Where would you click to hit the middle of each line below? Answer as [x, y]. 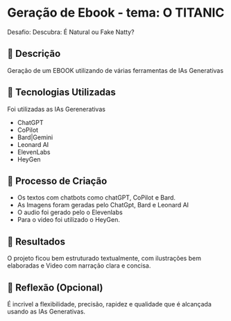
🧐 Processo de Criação [57, 181]
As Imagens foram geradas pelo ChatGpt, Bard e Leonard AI [103, 205]
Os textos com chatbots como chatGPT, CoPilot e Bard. [96, 198]
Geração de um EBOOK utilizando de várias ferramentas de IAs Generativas [115, 70]
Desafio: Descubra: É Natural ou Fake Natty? [71, 32]
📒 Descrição [34, 54]
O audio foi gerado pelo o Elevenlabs [70, 212]
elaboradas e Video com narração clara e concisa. [79, 266]
